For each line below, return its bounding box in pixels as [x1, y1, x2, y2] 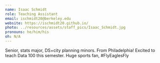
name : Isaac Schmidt [5, 7, 47, 12]
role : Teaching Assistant [5, 12, 58, 16]
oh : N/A [5, 34, 21, 39]
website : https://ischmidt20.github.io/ [5, 20, 89, 26]
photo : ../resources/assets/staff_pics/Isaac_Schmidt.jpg [5, 25, 126, 30]
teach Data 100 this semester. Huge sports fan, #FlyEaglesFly [5, 52, 129, 58]
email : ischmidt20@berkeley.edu [5, 16, 71, 21]
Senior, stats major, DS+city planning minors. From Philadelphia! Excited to [5, 47, 156, 53]
